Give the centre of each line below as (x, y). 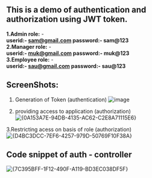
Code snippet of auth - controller (69, 155)
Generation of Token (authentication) (61, 100)
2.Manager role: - (29, 46)
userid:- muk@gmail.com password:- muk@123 (68, 53)
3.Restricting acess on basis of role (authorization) (69, 129)
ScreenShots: (33, 85)
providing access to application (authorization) (73, 111)
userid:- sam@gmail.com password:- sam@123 (68, 40)
